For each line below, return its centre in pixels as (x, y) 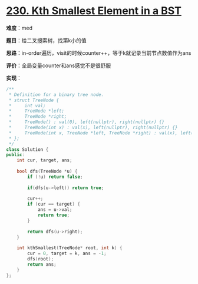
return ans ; (42, 264)
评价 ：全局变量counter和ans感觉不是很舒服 (59, 65)
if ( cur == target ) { (54, 204)
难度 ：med (19, 28)
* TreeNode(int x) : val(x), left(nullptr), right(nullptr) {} (93, 128)
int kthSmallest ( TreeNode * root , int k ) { (70, 248)
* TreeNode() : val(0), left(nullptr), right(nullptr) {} (87, 122)
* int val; (27, 105)
